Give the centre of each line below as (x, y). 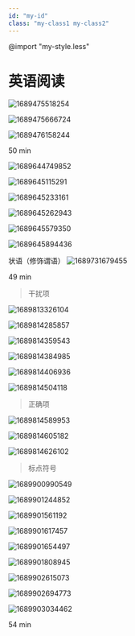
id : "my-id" (28, 16)
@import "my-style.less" (49, 46)
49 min (20, 277)
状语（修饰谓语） (37, 261)
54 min (20, 625)
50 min (20, 151)
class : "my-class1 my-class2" (59, 23)
